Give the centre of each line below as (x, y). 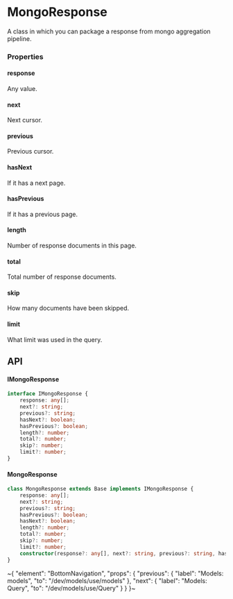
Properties (25, 56)
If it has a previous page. (43, 214)
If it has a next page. (36, 183)
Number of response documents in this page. (72, 246)
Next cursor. (25, 120)
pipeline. (19, 38)
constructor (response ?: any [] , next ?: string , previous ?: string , (118, 553)
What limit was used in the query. (55, 339)
